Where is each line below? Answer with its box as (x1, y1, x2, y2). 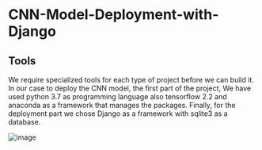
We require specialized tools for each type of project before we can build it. (8, 75, 255, 84)
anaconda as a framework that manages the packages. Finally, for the (8, 101, 236, 110)
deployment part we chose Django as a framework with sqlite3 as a (8, 109, 228, 118)
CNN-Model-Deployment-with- (8, 6, 219, 24)
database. (8, 117, 41, 126)
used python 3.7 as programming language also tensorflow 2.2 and (8, 92, 227, 101)
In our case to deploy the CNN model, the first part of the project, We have (8, 83, 252, 93)
